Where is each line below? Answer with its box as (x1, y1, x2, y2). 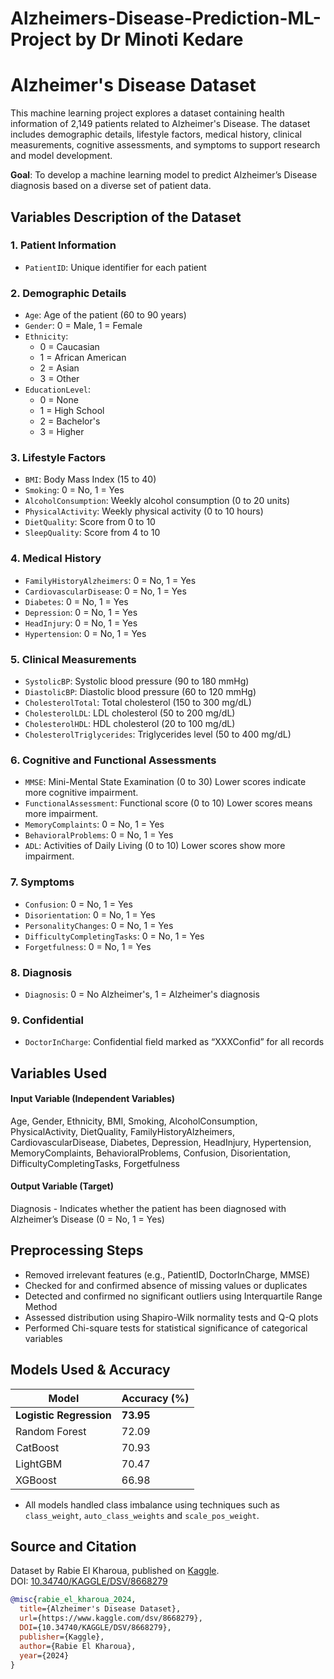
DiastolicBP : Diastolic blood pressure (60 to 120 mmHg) (24, 686, 257, 697)
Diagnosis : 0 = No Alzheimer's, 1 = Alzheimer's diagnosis (24, 988, 260, 1000)
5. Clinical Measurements (10, 652, 137, 666)
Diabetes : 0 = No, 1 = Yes (24, 595, 129, 607)
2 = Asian (39, 362, 80, 374)
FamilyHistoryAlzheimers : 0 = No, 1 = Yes (24, 574, 197, 586)
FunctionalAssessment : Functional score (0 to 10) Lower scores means (24, 797, 313, 809)
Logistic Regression (15, 1408, 112, 1422)
